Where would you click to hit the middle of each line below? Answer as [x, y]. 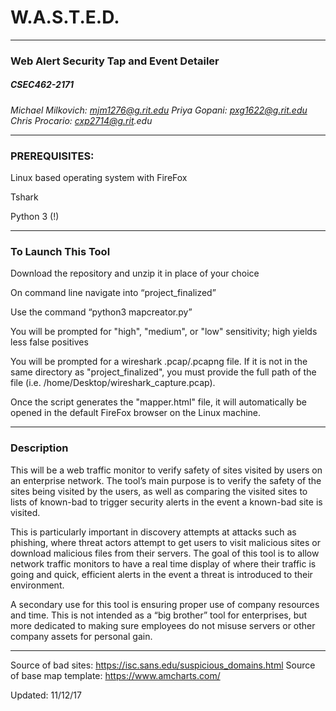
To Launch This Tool [60, 252]
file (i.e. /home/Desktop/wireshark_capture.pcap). [113, 383]
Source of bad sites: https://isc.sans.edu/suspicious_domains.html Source [163, 665]
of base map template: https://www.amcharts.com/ [115, 675]
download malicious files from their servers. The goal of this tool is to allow [165, 553]
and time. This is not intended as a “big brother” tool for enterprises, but [159, 615]
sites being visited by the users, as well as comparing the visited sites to [159, 491]
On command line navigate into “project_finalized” [113, 293]
